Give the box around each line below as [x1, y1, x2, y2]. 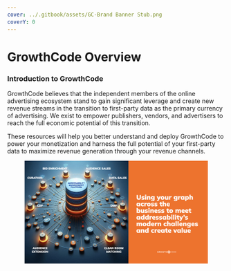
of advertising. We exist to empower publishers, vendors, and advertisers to [7, 111, 223, 120]
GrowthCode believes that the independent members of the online [7, 89, 196, 97]
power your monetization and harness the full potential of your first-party [7, 139, 216, 148]
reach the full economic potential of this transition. [7, 118, 151, 127]
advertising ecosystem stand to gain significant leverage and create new [7, 97, 214, 105]
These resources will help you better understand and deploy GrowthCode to [7, 132, 224, 140]
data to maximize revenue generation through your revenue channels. [7, 147, 206, 155]
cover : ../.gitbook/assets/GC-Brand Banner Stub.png [7, 11, 163, 18]
